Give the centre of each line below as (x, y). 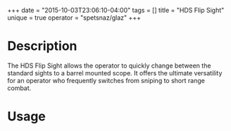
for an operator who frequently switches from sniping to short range (106, 80)
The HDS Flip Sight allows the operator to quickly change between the (109, 65)
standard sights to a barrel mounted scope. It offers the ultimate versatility (115, 73)
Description (42, 46)
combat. (19, 88)
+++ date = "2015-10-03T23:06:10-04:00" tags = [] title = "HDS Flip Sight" (116, 10)
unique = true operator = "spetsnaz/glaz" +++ (74, 18)
